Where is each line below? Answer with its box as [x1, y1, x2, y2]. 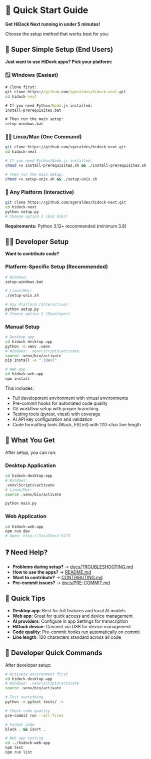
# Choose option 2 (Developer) [5, 311, 70, 316]
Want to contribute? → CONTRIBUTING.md [12, 575, 103, 581]
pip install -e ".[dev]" [5, 358, 57, 363]
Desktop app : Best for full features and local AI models [12, 607, 126, 613]
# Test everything [5, 695, 43, 700]
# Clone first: [5, 85, 37, 90]
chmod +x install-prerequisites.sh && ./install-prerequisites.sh [5, 163, 146, 168]
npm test [5, 745, 23, 750]
